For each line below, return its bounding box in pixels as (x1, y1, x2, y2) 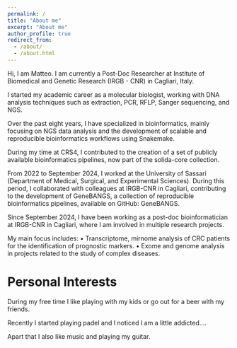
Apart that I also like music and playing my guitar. (7, 332, 151, 340)
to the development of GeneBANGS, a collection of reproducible (7, 192, 195, 200)
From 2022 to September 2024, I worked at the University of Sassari (7, 169, 207, 178)
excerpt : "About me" (7, 23, 69, 30)
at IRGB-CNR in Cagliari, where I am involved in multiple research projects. (7, 220, 224, 228)
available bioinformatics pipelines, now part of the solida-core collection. (7, 155, 220, 163)
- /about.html (13, 50, 55, 57)
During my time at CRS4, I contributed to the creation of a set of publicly (7, 148, 218, 156)
